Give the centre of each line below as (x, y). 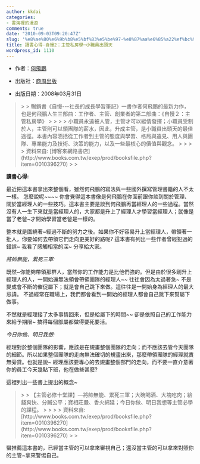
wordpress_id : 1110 (30, 51)
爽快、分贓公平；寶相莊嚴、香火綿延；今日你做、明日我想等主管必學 (110, 402)
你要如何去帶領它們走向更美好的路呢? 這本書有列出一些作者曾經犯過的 (107, 239)
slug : (13, 39)
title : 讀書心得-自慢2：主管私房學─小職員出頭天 (60, 45)
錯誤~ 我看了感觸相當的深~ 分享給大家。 (56, 246)
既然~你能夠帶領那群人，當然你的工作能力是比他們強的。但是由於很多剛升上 (99, 271)
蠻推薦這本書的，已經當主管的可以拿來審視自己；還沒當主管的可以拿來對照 (97, 447)
